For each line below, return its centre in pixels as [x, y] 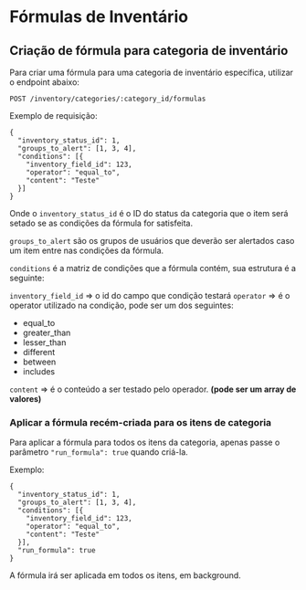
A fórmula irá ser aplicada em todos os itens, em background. [126, 575]
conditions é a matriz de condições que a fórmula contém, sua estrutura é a [153, 268]
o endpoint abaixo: [45, 82]
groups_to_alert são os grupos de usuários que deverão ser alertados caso [152, 241]
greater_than [47, 332]
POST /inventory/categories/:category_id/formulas [108, 99]
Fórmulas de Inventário [99, 17]
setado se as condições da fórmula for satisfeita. [101, 223]
